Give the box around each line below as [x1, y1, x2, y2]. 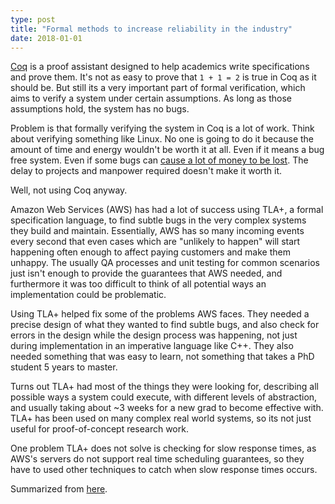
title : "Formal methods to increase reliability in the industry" [10, 24, 293, 34]
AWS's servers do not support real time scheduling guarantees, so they [10, 453, 305, 465]
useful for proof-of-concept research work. [10, 423, 189, 435]
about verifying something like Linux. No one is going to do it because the [10, 133, 315, 145]
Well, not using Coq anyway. [10, 184, 128, 196]
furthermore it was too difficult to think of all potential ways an [10, 278, 267, 290]
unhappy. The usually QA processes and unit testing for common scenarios [10, 257, 320, 269]
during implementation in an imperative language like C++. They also [10, 340, 294, 352]
